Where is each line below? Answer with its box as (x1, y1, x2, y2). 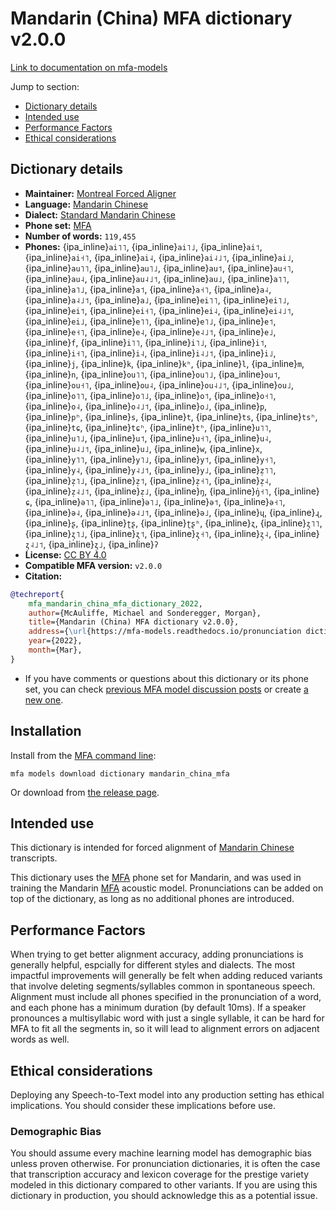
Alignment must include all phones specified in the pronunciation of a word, (10, 991, 322, 1003)
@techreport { (10, 589, 65, 599)
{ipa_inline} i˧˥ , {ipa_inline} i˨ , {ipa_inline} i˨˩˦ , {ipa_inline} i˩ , (24, 347, 277, 359)
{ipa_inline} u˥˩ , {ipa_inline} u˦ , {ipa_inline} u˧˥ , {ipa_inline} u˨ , (24, 432, 272, 444)
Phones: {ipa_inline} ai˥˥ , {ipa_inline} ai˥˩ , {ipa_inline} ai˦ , (24, 240, 263, 252)
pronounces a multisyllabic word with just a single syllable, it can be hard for (10, 1012, 325, 1024)
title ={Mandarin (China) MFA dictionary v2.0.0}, (28, 617, 240, 627)
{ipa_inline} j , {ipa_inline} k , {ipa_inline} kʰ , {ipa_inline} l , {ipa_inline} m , (24, 357, 305, 369)
